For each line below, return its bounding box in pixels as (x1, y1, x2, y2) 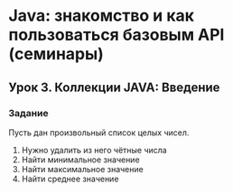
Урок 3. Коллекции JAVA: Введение (8, 79, 220, 95)
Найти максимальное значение (21, 163, 144, 174)
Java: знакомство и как (8, 5, 195, 26)
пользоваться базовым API (8, 24, 225, 45)
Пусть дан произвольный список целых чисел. (8, 127, 190, 138)
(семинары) (8, 44, 105, 64)
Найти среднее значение (21, 173, 119, 184)
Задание (8, 106, 49, 119)
